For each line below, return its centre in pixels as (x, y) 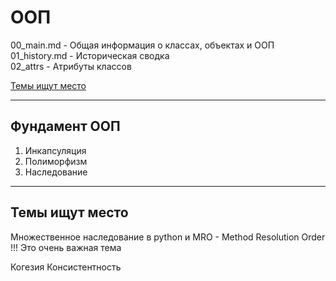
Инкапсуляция (55, 150)
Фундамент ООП (65, 126)
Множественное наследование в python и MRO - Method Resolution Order (168, 237)
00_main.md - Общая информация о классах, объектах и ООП (142, 45)
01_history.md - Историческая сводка (90, 55)
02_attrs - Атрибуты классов (71, 66)
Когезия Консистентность (66, 267)
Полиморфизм (56, 161)
